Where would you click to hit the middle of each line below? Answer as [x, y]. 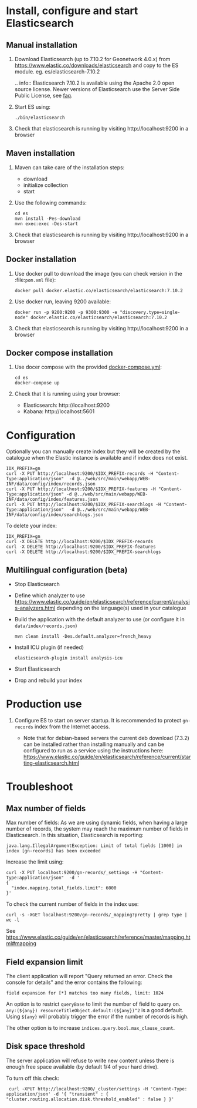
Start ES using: [33, 107]
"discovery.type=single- [150, 312]
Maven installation [40, 153]
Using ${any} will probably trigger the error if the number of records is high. [97, 1016]
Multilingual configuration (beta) [67, 570]
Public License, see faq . [43, 96]
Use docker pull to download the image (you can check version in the [98, 273]
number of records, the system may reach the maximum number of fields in [97, 829]
